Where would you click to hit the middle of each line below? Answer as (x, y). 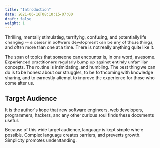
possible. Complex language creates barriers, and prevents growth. (73, 135)
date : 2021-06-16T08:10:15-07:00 (39, 14)
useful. (12, 121)
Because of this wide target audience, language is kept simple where (74, 130)
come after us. (20, 83)
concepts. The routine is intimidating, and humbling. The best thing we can (80, 67)
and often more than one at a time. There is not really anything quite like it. (80, 47)
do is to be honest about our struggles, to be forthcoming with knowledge (79, 73)
